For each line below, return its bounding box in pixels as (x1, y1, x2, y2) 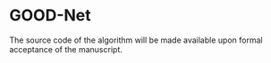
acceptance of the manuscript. (9, 43, 123, 54)
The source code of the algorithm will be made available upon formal (9, 35, 263, 45)
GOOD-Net (9, 5, 91, 26)
